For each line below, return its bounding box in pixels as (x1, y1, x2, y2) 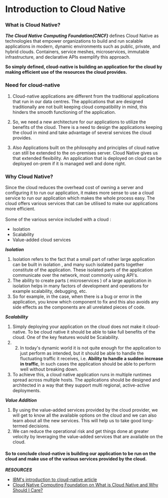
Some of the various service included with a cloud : (5, 217, 111, 223)
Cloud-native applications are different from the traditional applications (12, 93, 159, 99)
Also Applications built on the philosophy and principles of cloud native (12, 144, 159, 150)
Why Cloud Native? (5, 173, 54, 180)
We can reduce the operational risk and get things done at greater (12, 428, 149, 434)
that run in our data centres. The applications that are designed (12, 98, 143, 104)
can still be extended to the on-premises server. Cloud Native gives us (12, 149, 158, 156)
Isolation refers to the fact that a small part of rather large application (12, 256, 155, 262)
